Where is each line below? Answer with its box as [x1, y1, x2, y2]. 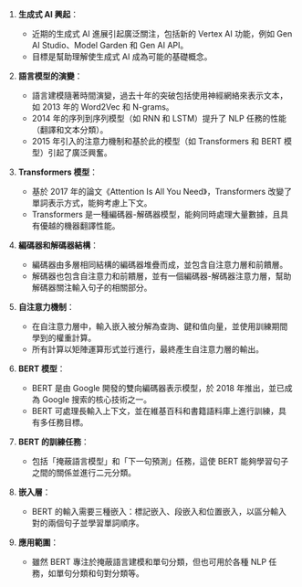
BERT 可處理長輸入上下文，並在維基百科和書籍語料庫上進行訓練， [31, 406, 279, 416]
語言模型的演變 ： [17, 70, 83, 81]
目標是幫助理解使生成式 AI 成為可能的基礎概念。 [31, 51, 213, 62]
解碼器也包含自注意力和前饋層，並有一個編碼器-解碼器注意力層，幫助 [31, 271, 292, 282]
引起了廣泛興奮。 [47, 147, 112, 158]
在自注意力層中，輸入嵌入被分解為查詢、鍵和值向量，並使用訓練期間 [31, 321, 288, 332]
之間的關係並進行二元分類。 [31, 467, 137, 478]
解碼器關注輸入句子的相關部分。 [31, 283, 152, 293]
